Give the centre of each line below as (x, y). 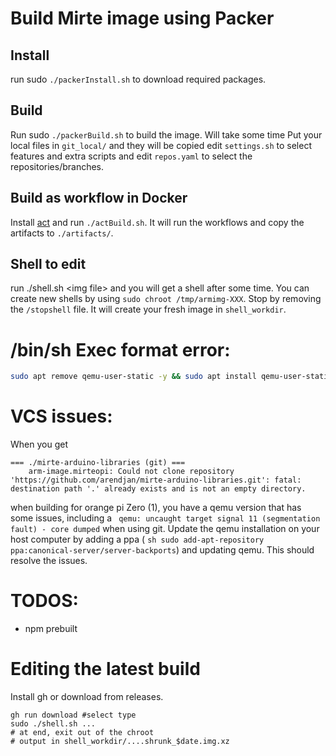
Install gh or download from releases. (87, 697)
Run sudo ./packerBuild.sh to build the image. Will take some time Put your (166, 134)
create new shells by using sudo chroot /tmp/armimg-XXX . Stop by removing (166, 299)
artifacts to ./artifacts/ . (62, 233)
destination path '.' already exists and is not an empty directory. (158, 489)
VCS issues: (61, 416)
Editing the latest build (105, 669)
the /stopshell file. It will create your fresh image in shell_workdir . (148, 309)
